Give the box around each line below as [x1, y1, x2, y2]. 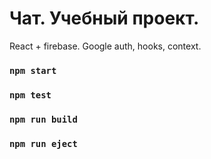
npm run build [9, 113, 78, 125]
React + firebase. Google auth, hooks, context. [9, 40, 202, 52]
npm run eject [9, 138, 78, 149]
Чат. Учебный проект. [9, 7, 200, 30]
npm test [9, 89, 52, 101]
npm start [9, 65, 57, 76]
